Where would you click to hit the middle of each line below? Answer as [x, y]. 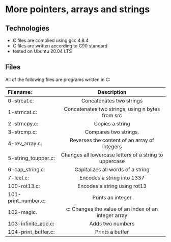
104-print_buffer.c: [31, 232]
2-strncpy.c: [23, 123]
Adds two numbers [112, 224]
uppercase [112, 161]
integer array [112, 215]
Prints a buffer [112, 232]
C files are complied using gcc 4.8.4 [51, 40]
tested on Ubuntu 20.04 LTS [42, 51]
